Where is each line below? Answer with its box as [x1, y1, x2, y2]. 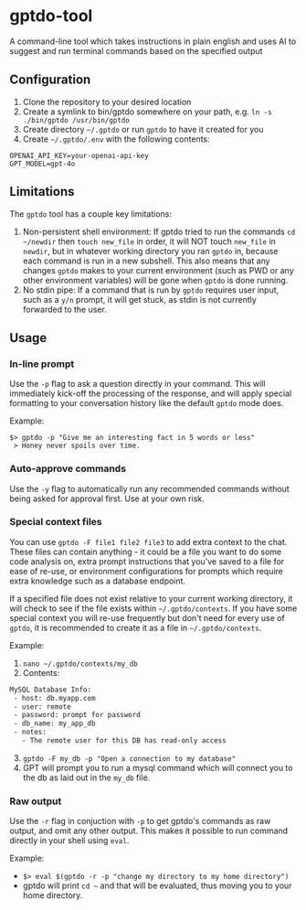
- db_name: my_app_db [13, 719, 96, 728]
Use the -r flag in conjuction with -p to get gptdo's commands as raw [9, 816, 271, 827]
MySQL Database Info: [9, 685, 92, 694]
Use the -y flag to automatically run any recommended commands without [9, 483, 290, 494]
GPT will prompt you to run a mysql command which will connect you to [22, 762, 293, 773]
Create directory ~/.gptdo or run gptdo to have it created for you [22, 123, 264, 134]
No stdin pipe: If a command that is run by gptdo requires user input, [22, 284, 280, 295]
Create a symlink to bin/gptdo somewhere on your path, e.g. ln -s [22, 106, 272, 117]
